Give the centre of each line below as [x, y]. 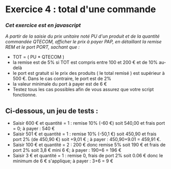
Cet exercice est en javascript [43, 25]
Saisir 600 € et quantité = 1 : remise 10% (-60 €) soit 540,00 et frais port [89, 123]
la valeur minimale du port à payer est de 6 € [60, 84]
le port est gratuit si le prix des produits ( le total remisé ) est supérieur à [89, 73]
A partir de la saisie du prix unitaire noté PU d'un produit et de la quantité [82, 36]
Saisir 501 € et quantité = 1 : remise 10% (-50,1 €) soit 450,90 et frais [84, 134]
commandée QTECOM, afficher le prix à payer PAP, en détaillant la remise [83, 42]
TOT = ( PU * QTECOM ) [39, 57]
